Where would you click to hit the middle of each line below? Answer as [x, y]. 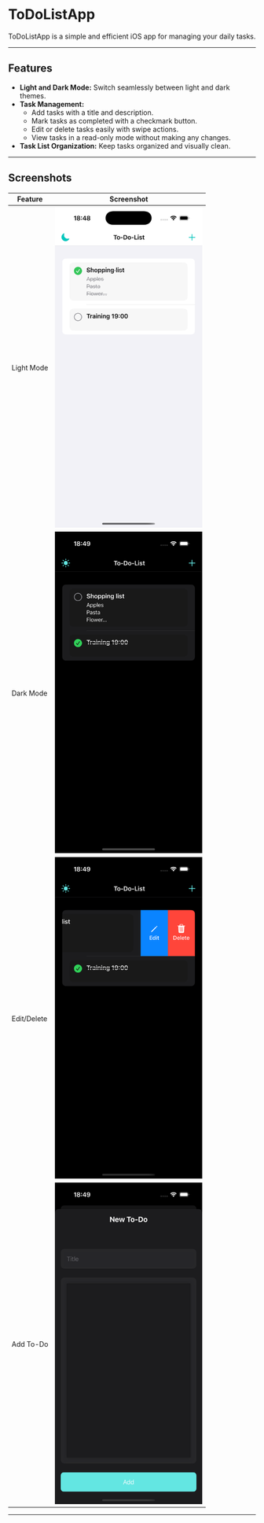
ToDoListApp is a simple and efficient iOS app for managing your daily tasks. [132, 36]
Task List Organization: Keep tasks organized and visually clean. [125, 146]
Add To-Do [30, 1344]
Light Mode [30, 368]
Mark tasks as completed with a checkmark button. [114, 120]
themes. [33, 95]
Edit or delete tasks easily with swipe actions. [105, 129]
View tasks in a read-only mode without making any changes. [131, 137]
